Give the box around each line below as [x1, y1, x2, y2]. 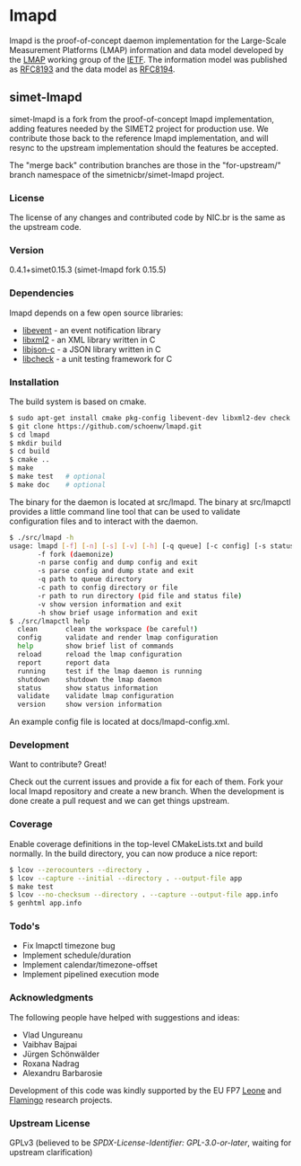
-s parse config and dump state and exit [37, 567, 194, 576]
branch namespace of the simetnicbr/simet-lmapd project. [9, 169, 225, 180]
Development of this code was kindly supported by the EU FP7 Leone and [9, 1084, 282, 1096]
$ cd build [9, 446, 50, 456]
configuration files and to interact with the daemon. [9, 516, 199, 526]
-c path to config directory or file [37, 583, 178, 593]
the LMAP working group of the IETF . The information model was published [9, 54, 288, 65]
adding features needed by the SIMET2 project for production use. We [9, 123, 269, 134]
